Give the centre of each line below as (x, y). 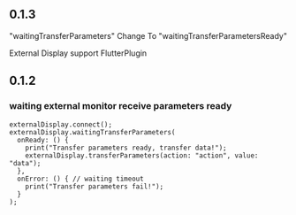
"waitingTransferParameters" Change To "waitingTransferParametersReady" (148, 35)
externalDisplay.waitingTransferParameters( (92, 132)
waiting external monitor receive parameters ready (121, 106)
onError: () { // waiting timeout (80, 179)
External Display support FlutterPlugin (78, 53)
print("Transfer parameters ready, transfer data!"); (126, 148)
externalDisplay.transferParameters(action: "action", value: (142, 155)
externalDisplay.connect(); (61, 124)
